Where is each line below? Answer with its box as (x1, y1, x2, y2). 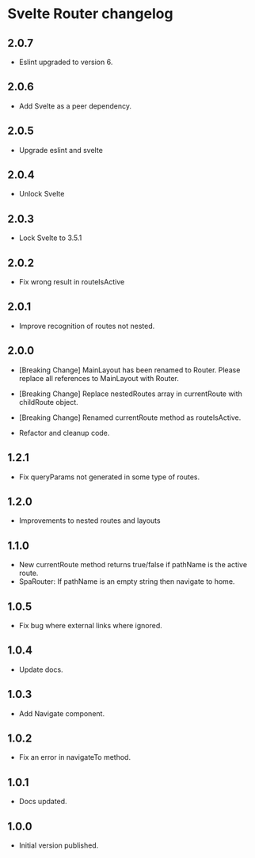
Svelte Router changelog (7, 5, 173, 23)
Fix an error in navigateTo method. (18, 753, 131, 762)
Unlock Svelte (18, 189, 65, 199)
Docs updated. (18, 797, 68, 807)
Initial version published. (18, 841, 99, 850)
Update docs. (18, 665, 64, 674)
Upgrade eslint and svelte (18, 145, 104, 154)
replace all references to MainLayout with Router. (18, 373, 180, 383)
